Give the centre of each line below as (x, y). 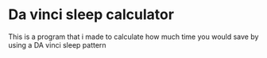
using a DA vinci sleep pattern (57, 44)
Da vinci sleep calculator (91, 15)
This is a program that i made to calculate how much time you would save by (133, 37)
